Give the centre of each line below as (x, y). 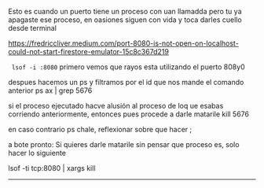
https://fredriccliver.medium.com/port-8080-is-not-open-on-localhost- (124, 43)
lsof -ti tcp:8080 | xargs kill (52, 168)
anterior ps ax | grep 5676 (50, 90)
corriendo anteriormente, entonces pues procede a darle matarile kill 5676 (129, 114)
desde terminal (33, 28)
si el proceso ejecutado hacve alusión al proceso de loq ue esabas (116, 106)
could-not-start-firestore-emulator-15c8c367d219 (88, 52)
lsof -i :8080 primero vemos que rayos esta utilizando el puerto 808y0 (128, 67)
